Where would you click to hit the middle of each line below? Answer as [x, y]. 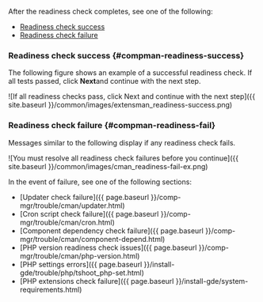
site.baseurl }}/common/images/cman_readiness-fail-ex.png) [108, 166]
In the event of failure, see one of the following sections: [100, 182]
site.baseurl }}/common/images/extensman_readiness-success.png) [120, 105]
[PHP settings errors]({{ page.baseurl [81, 264]
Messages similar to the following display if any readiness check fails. [122, 142]
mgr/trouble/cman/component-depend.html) [92, 239]
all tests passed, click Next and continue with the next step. [105, 81]
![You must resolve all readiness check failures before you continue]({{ [124, 158]
